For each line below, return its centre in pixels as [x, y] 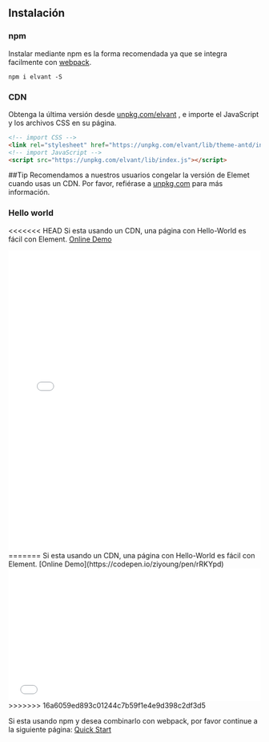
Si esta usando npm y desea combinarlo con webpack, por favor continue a [133, 720]
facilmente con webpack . [50, 62]
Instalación [37, 13]
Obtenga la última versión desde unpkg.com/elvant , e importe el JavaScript [134, 114]
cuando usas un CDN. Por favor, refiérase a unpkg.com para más [116, 184]
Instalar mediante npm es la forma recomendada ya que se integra [118, 53]
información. [29, 193]
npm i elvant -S [35, 77]
